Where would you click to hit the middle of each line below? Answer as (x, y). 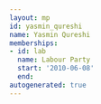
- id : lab (28, 52)
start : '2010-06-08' (56, 69)
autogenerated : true (48, 85)
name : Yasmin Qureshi (50, 34)
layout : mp (30, 18)
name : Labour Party (54, 60)
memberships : (34, 43)
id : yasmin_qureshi (46, 26)
